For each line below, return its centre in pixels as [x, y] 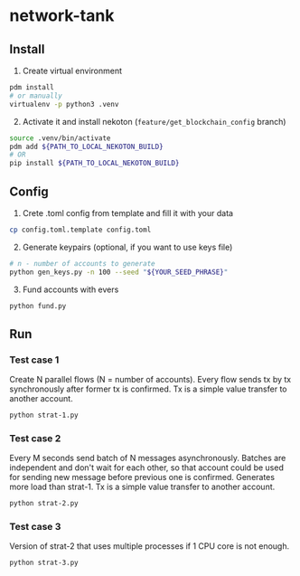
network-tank [62, 16]
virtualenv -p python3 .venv [64, 104]
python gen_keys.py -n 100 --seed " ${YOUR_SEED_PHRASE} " [119, 272]
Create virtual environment [72, 71]
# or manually [36, 96]
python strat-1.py [44, 415]
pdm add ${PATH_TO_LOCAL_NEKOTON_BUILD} [87, 146]
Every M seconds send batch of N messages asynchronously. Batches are [148, 458]
